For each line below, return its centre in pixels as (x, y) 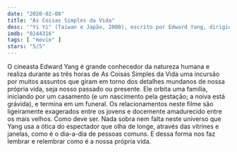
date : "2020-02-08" (36, 14)
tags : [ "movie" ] (34, 40)
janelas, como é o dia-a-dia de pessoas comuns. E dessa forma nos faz (111, 134)
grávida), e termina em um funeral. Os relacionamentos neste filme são (110, 104)
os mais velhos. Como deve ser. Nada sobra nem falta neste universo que (114, 119)
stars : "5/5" (26, 46)
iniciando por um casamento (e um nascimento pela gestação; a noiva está (116, 96)
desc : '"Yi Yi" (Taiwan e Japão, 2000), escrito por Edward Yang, (107, 27)
